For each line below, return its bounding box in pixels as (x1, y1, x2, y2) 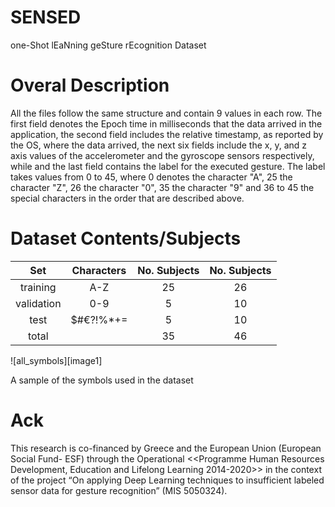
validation (15, 296, 62, 310)
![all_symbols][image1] (10, 354, 103, 366)
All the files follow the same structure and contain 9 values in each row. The (10, 107, 323, 119)
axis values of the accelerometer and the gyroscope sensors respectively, (10, 149, 315, 161)
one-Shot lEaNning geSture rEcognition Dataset (10, 39, 207, 51)
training (19, 280, 57, 294)
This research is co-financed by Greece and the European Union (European (10, 442, 322, 454)
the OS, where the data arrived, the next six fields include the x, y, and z (10, 139, 308, 151)
